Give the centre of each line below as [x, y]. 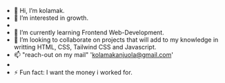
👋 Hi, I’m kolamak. [39, 11]
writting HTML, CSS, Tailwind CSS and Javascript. [85, 47]
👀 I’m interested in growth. [51, 18]
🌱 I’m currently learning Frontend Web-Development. [89, 32]
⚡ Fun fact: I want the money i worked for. [73, 72]
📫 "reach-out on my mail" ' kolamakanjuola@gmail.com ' [94, 55]
